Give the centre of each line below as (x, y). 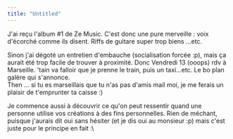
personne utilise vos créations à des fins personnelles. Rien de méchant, (113, 113)
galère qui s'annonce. (39, 77)
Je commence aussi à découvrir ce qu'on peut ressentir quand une (105, 105)
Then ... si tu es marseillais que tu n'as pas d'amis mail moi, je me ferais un (115, 84)
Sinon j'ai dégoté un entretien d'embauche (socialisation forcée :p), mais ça (117, 55)
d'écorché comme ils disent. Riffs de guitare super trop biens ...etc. (105, 41)
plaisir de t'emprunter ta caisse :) (55, 92)
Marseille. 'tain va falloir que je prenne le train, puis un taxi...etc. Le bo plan (116, 69)
